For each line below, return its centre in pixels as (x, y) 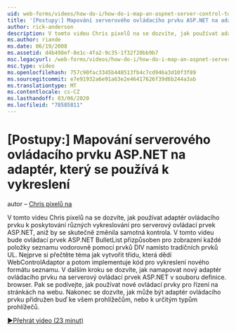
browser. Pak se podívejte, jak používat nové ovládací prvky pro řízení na (113, 284)
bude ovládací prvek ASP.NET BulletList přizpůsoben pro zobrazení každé (114, 240)
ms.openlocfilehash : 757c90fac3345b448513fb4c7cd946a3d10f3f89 (102, 72)
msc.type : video (31, 66)
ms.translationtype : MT (42, 86)
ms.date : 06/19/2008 (38, 46)
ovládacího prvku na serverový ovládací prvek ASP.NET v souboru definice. (117, 277)
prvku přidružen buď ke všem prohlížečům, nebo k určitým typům (103, 299)
